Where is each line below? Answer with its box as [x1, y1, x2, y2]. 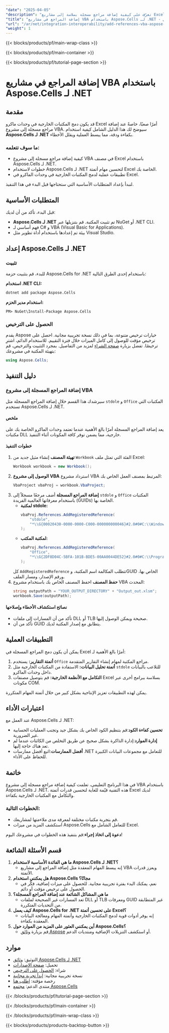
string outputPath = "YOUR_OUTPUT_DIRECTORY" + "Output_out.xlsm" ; [13, 589, 157, 594]
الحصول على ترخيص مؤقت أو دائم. [20, 886, 86, 892]
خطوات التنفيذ [6, 443, 32, 449]
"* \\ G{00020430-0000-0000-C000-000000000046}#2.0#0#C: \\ [30, 521, 151, 527]
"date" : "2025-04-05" [6, 7, 51, 13]
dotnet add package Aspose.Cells [6, 290, 76, 295]
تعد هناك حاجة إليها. [13, 743, 49, 749]
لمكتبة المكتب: [20, 535, 48, 541]
